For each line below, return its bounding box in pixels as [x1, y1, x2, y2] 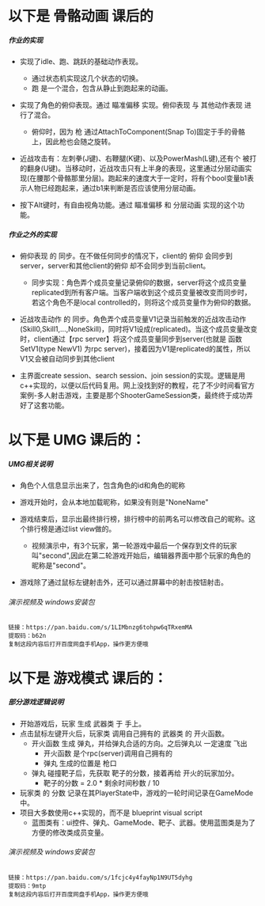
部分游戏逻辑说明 [8, 697, 64, 707]
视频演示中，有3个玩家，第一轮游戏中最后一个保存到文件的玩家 [31, 541, 237, 551]
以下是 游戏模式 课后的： [8, 669, 168, 687]
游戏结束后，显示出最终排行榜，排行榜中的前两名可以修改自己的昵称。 [19, 514, 249, 524]
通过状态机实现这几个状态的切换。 [31, 74, 143, 83]
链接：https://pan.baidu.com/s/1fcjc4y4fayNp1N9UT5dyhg [8, 874, 193, 881]
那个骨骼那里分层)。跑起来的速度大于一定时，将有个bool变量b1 [43, 173, 248, 183]
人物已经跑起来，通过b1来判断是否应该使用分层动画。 [26, 184, 200, 193]
